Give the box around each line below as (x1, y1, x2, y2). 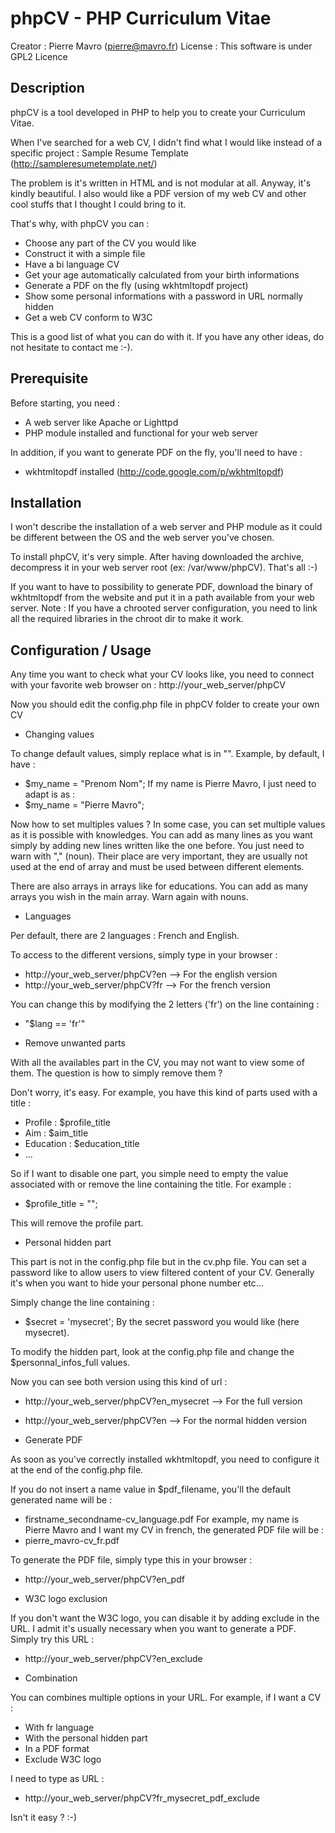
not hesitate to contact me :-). (10, 341, 133, 353)
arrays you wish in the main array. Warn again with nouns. (10, 891, 249, 903)
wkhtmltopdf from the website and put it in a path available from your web (10, 592, 315, 604)
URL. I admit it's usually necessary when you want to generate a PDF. (10, 1623, 297, 1635)
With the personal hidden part (24, 1732, 148, 1744)
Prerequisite (10, 370, 89, 387)
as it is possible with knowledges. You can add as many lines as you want (10, 829, 313, 841)
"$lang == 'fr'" (24, 1018, 86, 1030)
